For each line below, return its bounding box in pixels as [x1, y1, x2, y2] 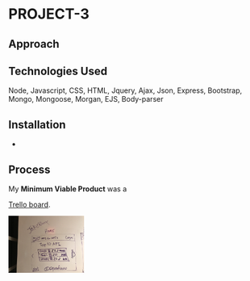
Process [8, 162, 51, 176]
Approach [8, 37, 60, 51]
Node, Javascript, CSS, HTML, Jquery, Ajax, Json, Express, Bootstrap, [8, 86, 243, 95]
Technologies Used [8, 64, 107, 78]
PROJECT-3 [8, 5, 90, 23]
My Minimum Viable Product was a [8, 184, 127, 194]
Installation [8, 118, 66, 132]
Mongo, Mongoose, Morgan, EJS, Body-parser [8, 94, 164, 104]
